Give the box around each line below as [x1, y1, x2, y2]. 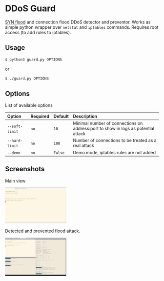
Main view [5, 178, 26, 183]
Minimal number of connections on [73, 120, 143, 126]
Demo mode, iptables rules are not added [73, 149, 156, 155]
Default [53, 113, 69, 119]
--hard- [7, 139, 23, 143]
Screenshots [5, 165, 45, 173]
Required [30, 113, 50, 119]
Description [73, 113, 98, 119]
